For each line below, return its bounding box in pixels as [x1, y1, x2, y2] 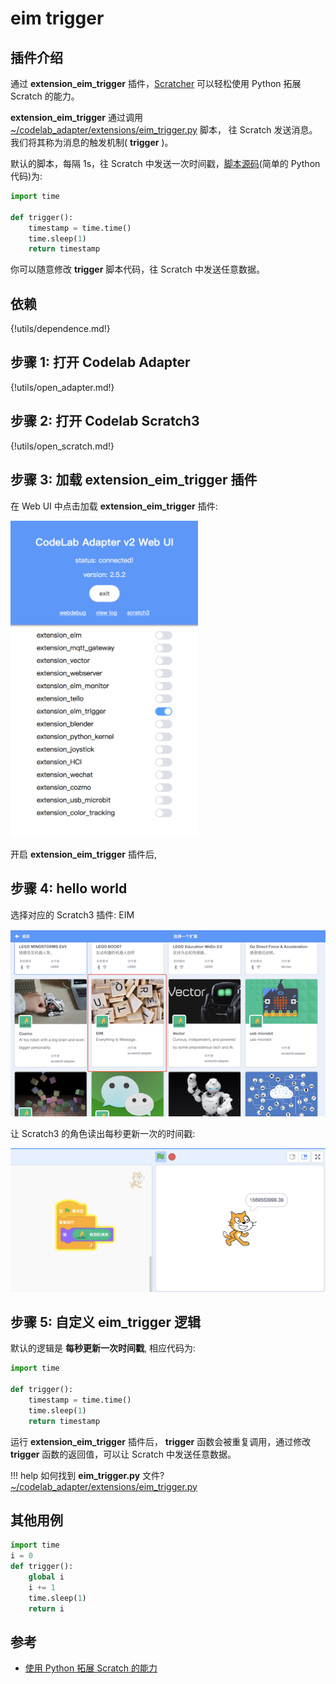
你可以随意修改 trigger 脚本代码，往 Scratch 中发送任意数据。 [10, 263, 266, 276]
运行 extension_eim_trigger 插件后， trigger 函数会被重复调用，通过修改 [10, 1435, 312, 1447]
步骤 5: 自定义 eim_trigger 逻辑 [10, 1314, 201, 1331]
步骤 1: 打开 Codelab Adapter [10, 354, 191, 371]
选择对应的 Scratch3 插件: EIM [10, 908, 135, 921]
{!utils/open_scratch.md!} [10, 440, 115, 452]
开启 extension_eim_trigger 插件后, [10, 848, 157, 860]
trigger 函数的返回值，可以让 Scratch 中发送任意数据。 [10, 1448, 237, 1460]
